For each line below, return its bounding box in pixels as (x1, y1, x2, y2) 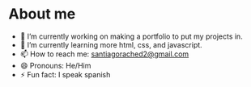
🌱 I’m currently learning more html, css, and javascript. (19, 39, 202, 49)
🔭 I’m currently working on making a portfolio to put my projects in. (19, 31, 243, 41)
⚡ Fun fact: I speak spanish (19, 69, 111, 79)
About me (8, 5, 76, 23)
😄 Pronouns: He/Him (19, 60, 91, 70)
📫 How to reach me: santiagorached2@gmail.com (19, 49, 189, 59)
